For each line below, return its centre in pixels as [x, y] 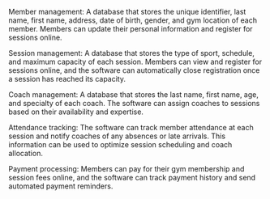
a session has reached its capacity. [67, 79]
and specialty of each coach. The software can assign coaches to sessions [134, 103]
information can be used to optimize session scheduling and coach [120, 144]
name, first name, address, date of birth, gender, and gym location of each [133, 20]
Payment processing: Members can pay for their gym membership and [126, 169]
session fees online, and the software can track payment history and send [132, 178]
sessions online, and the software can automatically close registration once [134, 70]
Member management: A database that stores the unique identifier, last [127, 12]
